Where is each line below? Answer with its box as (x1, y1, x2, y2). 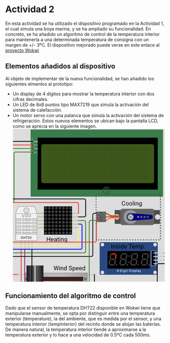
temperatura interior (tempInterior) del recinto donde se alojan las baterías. (5, 321, 161, 327)
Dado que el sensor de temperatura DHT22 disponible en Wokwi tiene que (5, 305, 160, 311)
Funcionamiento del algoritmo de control (5, 291, 136, 300)
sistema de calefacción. (12, 107, 62, 113)
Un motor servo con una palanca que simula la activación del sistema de (12, 112, 164, 118)
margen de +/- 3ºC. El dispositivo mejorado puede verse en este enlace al (5, 42, 160, 48)
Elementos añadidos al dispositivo (5, 62, 115, 71)
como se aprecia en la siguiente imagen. (12, 123, 97, 129)
